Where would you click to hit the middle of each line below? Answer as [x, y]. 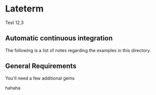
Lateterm [24, 9]
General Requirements [41, 66]
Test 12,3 [14, 22]
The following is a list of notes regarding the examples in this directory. [78, 50]
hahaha [13, 87]
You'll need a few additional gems [40, 78]
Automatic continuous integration [59, 38]
